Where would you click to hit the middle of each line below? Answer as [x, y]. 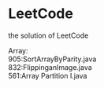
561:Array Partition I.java [48, 75]
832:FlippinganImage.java [50, 67]
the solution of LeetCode [48, 35]
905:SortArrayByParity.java [52, 59]
